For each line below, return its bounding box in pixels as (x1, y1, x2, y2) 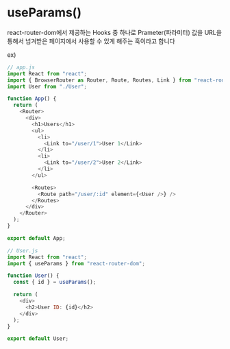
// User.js (7, 247, 38, 254)
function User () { (7, 272, 60, 279)
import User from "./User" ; (7, 83, 88, 90)
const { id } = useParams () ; (13, 279, 97, 286)
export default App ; (7, 234, 66, 241)
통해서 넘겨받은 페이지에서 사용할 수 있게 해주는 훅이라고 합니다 (7, 36, 176, 45)
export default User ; (7, 335, 69, 342)
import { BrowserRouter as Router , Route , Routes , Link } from (7, 77, 192, 84)
